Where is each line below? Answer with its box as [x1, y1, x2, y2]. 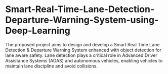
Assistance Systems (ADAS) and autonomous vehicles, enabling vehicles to [5, 57, 163, 63]
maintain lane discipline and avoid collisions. [5, 63, 98, 69]
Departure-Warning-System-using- [5, 14, 159, 26]
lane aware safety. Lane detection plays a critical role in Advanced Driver [5, 52, 158, 58]
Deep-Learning [5, 25, 71, 36]
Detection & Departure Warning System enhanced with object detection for [5, 47, 162, 53]
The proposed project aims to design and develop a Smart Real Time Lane [5, 41, 160, 47]
